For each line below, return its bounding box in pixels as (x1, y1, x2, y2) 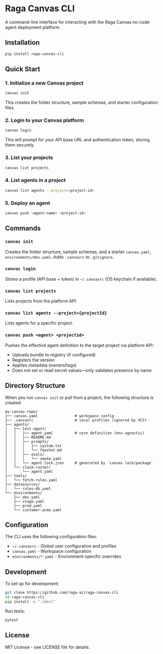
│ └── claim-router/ (5, 465, 51, 470)
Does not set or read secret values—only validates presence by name (12, 367, 152, 373)
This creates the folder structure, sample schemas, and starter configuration (5, 100, 158, 106)
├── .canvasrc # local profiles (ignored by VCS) (5, 417, 147, 423)
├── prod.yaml (14, 503, 42, 508)
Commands (5, 224, 41, 233)
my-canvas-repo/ (5, 409, 38, 414)
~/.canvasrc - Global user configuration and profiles (12, 543, 117, 549)
